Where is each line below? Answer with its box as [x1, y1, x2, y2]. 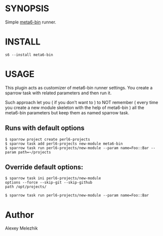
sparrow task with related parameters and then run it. [5, 90, 112, 96]
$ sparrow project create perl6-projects [5, 137, 91, 142]
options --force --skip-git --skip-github [5, 180, 92, 185]
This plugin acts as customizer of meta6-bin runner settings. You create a [5, 85, 153, 90]
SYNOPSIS [5, 3, 50, 14]
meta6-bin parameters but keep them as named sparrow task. [5, 109, 130, 115]
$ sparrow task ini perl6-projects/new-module [5, 176, 101, 181]
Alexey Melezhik [5, 225, 38, 231]
